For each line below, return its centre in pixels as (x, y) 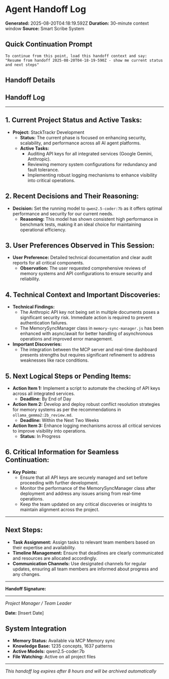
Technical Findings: (33, 307)
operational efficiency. (43, 229)
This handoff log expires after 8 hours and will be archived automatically (81, 671)
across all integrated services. (44, 394)
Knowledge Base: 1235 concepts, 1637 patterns (62, 646)
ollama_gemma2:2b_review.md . (43, 415)
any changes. (27, 574)
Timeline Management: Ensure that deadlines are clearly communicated (88, 553)
